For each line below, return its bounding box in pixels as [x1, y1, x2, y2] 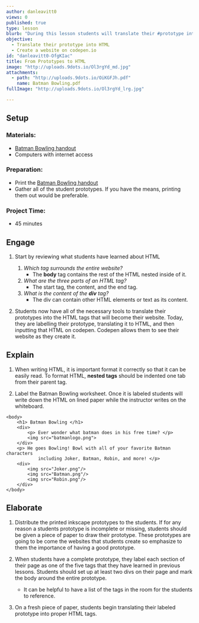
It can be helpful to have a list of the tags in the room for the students [23, 586, 192, 593]
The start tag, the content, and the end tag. [32, 283, 138, 290]
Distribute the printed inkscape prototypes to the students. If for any [14, 518, 182, 526]
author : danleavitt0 [6, 8, 57, 15]
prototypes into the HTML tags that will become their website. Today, [14, 314, 184, 321]
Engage [6, 237, 36, 247]
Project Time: [6, 206, 46, 214]
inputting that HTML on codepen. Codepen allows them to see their [14, 326, 179, 333]
